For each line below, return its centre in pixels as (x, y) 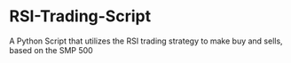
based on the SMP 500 (51, 50)
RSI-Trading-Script (80, 16)
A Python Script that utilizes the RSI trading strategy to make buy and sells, (146, 41)
